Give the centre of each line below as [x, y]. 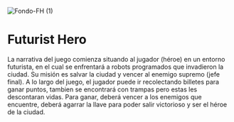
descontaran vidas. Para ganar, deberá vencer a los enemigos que [105, 96]
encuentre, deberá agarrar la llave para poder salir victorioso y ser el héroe [117, 104]
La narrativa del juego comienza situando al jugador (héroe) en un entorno [116, 59]
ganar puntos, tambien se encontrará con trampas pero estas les [102, 89]
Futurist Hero [47, 40]
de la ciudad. [26, 112]
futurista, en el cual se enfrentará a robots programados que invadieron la [116, 67]
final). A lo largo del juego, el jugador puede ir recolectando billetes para [113, 82]
